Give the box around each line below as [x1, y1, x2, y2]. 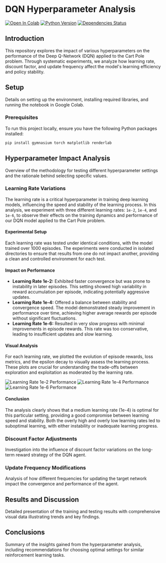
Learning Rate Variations [5, 185, 66, 192]
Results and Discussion [5, 495, 79, 504]
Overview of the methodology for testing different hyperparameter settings [5, 167, 158, 173]
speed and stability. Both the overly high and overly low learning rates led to [5, 417, 161, 424]
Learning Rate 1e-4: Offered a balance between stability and [12, 300, 137, 306]
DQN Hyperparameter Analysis [5, 3, 136, 15]
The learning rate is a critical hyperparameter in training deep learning [5, 196, 149, 202]
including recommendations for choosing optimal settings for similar [5, 547, 145, 553]
